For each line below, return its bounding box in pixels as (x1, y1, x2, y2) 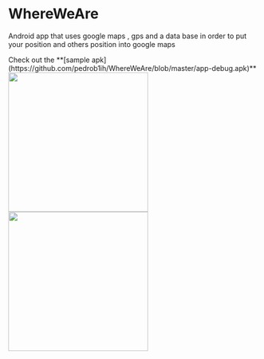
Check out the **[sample (8, 55, 90, 64)
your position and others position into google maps (8, 39, 175, 49)
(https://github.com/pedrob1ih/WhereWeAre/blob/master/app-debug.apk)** (8, 63, 257, 72)
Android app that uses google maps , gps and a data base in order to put (8, 31, 247, 41)
